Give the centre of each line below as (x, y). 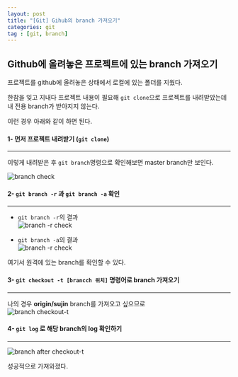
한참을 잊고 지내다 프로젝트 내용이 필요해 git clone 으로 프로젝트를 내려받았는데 (117, 98)
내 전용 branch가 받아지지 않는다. (53, 106)
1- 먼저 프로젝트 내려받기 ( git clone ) (58, 139)
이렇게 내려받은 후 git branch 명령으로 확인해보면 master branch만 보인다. (110, 163)
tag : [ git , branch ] (38, 34)
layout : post (27, 14)
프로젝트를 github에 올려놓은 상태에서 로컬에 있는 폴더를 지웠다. (95, 83)
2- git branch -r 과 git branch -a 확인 (64, 193)
